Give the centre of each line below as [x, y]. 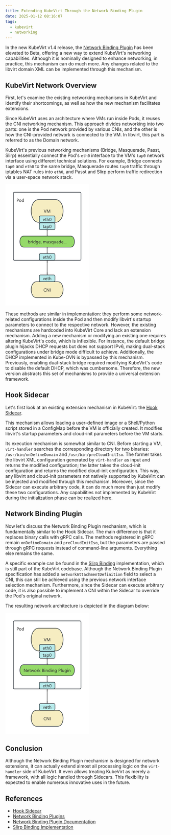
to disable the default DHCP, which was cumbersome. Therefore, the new [83, 368]
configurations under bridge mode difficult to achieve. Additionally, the [80, 352]
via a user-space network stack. [39, 177]
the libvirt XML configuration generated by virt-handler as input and [78, 459]
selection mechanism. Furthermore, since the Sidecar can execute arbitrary [85, 585]
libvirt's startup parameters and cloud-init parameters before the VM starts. [85, 433]
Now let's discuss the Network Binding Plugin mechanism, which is [76, 526]
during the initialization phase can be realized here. [59, 498]
